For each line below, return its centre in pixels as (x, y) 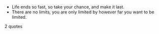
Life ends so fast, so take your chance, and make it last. (68, 7)
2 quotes (13, 26)
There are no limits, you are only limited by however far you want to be (83, 12)
